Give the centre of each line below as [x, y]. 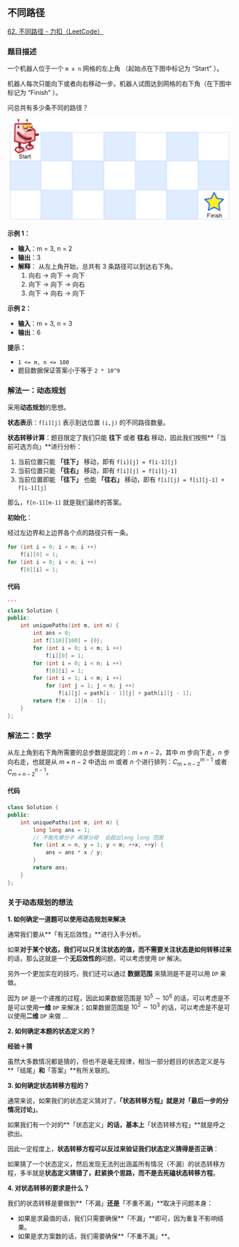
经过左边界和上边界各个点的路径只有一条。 [70, 532]
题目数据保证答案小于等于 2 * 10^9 [69, 370]
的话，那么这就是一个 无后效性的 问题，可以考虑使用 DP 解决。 [97, 959]
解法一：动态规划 [37, 390]
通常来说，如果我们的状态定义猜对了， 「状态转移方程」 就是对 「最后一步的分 [118, 1101]
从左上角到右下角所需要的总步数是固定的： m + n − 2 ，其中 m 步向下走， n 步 [118, 752]
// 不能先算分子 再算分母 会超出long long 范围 [98, 838]
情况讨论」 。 [25, 1110]
